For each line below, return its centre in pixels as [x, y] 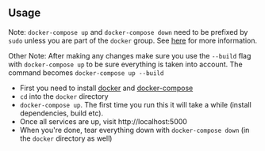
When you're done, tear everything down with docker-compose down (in [134, 130]
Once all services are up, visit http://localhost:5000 [104, 121]
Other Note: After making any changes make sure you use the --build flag [130, 55]
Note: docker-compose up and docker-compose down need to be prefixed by [128, 32]
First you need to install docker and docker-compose [106, 88]
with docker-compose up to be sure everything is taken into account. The [126, 64]
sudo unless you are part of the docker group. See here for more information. [133, 40]
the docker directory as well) [66, 138]
